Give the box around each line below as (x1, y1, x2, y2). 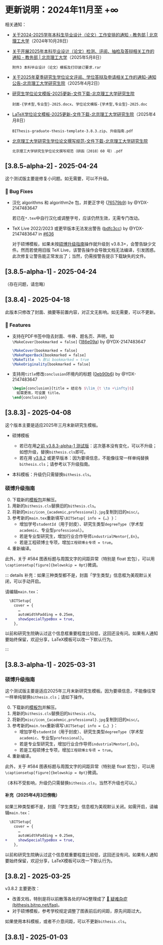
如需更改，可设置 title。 (16, 391, 63, 396)
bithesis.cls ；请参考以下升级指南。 (19, 461, 93, 467)
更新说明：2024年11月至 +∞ (5, 4, 119, 16)
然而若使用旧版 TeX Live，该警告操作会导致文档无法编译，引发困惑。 (20, 247, 158, 253)
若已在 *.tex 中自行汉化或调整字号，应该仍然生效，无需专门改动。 (12, 215, 142, 221)
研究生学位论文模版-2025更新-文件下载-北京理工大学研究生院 (12, 91, 135, 96)
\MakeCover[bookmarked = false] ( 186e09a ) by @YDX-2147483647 (12, 339, 146, 344)
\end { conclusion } (12, 395, 48, 400)
